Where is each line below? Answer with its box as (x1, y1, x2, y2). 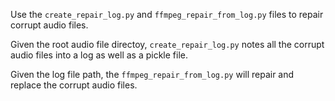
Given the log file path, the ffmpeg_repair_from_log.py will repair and (10, 69, 295, 80)
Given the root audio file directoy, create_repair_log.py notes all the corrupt (10, 39, 325, 50)
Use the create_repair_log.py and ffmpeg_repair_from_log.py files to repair (10, 9, 324, 20)
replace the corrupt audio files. (10, 79, 138, 91)
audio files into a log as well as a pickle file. (10, 49, 188, 61)
